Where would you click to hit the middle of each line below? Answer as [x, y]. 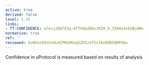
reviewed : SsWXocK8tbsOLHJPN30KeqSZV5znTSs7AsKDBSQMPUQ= [67, 43]
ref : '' [13, 38]
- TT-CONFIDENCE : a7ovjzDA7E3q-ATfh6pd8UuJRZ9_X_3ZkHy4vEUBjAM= [74, 29]
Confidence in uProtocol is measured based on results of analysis [74, 57]
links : [12, 24]
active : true [19, 10]
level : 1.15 [18, 19]
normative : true [22, 33]
